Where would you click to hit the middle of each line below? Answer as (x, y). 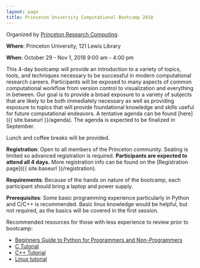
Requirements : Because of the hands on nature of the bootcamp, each (93, 180)
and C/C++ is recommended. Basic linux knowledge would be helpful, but (97, 204)
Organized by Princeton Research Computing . (63, 34)
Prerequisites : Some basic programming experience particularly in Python (98, 198)
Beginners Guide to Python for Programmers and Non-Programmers (99, 240)
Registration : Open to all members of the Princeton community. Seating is (97, 149)
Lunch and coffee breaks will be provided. (58, 137)
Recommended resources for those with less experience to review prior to (98, 222)
